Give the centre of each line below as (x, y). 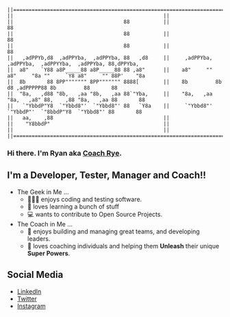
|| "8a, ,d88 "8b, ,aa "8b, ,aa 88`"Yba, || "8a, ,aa (110, 94)
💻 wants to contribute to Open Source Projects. (95, 214)
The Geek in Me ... (43, 191)
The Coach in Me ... (45, 224)
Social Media (35, 275)
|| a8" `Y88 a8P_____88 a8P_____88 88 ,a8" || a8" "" (110, 70)
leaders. (39, 238)
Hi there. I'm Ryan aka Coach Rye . (64, 153)
